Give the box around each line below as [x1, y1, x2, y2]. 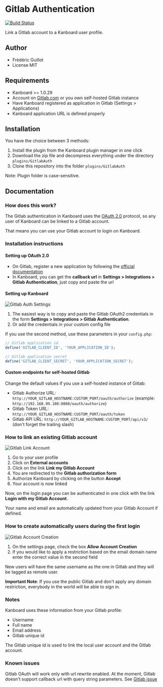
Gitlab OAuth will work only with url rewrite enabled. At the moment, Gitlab [5, 671, 156, 677]
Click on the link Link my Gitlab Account [12, 465, 95, 471]
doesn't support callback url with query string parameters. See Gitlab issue [5, 676, 158, 682]
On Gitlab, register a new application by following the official [12, 263, 135, 270]
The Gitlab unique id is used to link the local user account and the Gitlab [5, 642, 151, 648]
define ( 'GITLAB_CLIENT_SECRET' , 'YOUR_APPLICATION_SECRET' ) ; [5, 359, 133, 364]
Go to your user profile [12, 454, 58, 460]
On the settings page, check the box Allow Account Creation [12, 543, 137, 549]
